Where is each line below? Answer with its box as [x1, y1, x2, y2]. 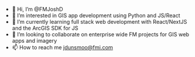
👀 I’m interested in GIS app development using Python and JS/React [11, 12, 181, 19]
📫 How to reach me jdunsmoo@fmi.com [11, 44, 113, 50]
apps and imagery [11, 37, 57, 44]
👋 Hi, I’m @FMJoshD [11, 6, 63, 12]
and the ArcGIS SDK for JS [11, 24, 78, 31]
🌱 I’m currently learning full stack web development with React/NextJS [11, 18, 188, 25]
